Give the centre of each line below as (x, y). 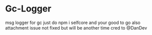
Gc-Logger (28, 9)
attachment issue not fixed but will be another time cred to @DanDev (76, 27)
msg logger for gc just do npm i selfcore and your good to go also (73, 22)
